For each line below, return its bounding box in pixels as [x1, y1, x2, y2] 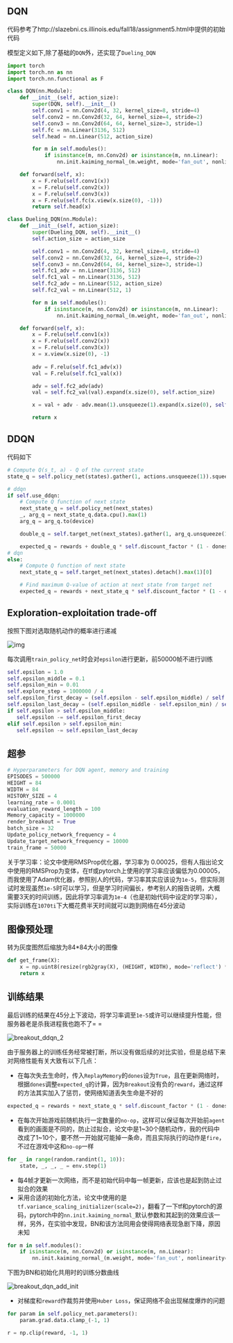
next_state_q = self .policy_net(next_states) [19, 505, 154, 512]
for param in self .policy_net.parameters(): [7, 1310, 138, 1317]
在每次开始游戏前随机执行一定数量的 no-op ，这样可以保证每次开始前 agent [17, 1116, 225, 1124]
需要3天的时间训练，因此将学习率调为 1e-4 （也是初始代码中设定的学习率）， [7, 892, 221, 901]
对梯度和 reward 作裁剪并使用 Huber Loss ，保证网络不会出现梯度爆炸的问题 [17, 1296, 225, 1305]
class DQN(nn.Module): [7, 88, 73, 95]
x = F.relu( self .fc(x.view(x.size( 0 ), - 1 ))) [32, 197, 163, 204]
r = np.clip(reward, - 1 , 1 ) [7, 1329, 89, 1336]
